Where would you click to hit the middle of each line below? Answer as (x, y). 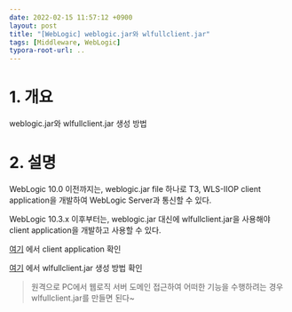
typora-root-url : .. (47, 51)
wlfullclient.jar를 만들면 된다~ (83, 298)
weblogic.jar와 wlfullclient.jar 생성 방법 (78, 124)
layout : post (33, 26)
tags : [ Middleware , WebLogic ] (65, 42)
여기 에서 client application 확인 (65, 249)
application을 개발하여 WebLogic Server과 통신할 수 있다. (110, 200)
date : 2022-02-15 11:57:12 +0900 (71, 17)
